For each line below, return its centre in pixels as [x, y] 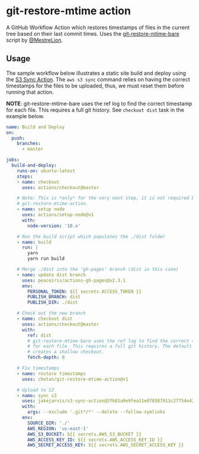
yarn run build [46, 259]
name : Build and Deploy [36, 127]
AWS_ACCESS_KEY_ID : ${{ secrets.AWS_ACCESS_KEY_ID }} [95, 440]
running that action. [30, 92]
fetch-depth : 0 [46, 358]
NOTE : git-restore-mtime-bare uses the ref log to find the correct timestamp [99, 103]
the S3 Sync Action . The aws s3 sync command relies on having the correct [98, 79]
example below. [25, 116]
